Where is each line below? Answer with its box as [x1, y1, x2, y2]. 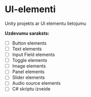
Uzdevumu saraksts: [5, 30, 49, 36]
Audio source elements [12, 80, 61, 86]
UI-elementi [5, 4, 56, 15]
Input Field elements [12, 52, 55, 58]
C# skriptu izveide [12, 86, 51, 92]
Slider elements [12, 75, 45, 81]
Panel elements [12, 69, 45, 75]
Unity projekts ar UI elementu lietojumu [5, 20, 87, 26]
